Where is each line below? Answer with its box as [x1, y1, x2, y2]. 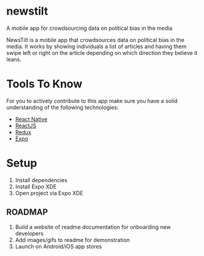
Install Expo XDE [15, 183, 57, 190]
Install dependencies [15, 176, 68, 183]
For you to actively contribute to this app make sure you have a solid [6, 97, 178, 104]
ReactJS [15, 122, 37, 129]
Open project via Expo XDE [15, 189, 83, 196]
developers [15, 230, 44, 237]
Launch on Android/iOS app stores [15, 243, 102, 250]
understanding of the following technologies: [6, 104, 119, 111]
